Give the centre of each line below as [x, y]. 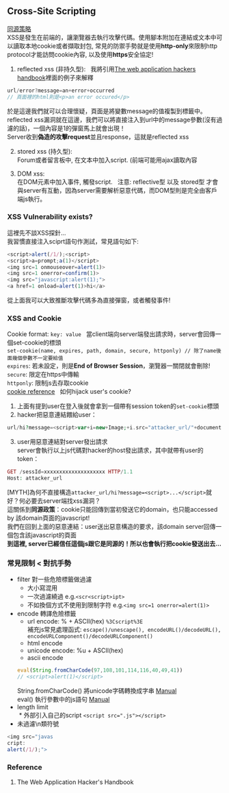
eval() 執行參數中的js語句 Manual [63, 700]
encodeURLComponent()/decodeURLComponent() [90, 637]
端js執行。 [31, 199]
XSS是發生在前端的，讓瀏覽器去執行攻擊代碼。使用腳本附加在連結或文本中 [112, 37]
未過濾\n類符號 [38, 724]
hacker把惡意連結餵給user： [57, 415]
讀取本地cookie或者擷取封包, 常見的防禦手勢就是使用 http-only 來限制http [115, 46]
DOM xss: [31, 174]
